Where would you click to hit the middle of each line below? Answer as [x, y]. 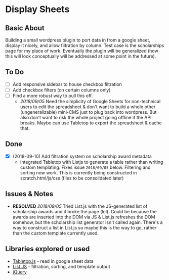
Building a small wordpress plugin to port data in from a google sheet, [78, 40]
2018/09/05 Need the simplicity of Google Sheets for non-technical [90, 101]
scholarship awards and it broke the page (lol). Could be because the [85, 211]
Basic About [25, 28]
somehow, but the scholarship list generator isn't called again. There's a [88, 222]
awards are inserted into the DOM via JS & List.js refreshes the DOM [84, 217]
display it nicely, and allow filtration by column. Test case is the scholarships [85, 45]
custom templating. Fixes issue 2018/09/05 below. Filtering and [85, 167]
